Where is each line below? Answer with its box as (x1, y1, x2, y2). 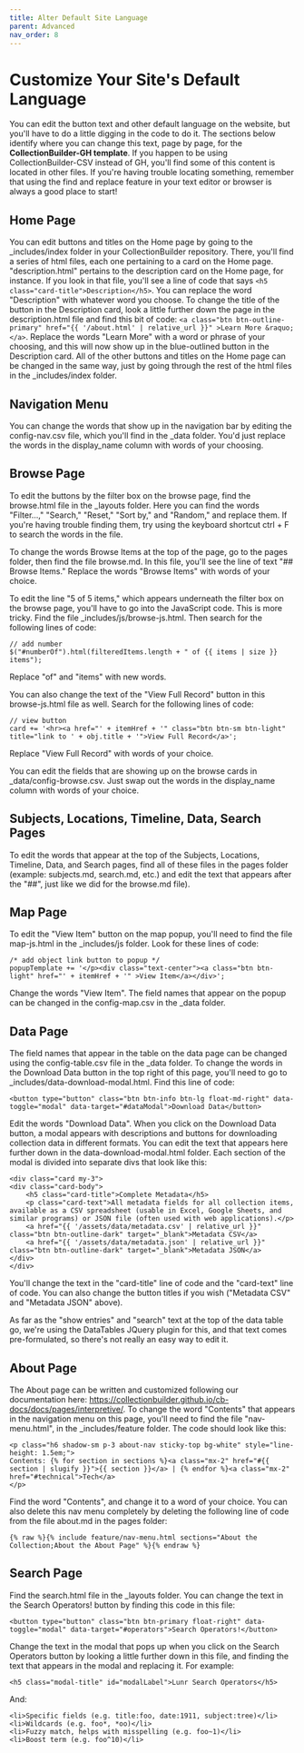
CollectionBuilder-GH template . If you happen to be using (9, 147, 229, 159)
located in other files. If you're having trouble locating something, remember (9, 167, 295, 178)
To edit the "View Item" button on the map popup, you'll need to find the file (9, 928, 293, 940)
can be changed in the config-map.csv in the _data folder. (9, 997, 226, 1008)
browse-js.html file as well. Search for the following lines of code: (9, 698, 254, 709)
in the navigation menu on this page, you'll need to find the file (9, 1413, 243, 1424)
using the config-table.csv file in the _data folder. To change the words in (9, 1057, 283, 1068)
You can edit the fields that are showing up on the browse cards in (9, 765, 258, 777)
